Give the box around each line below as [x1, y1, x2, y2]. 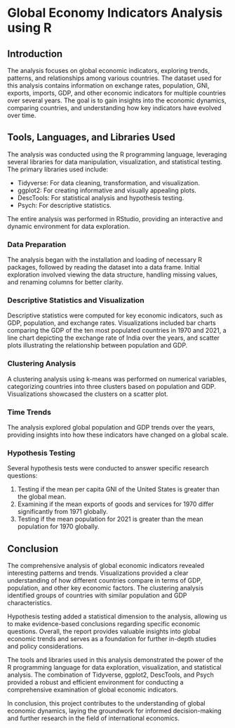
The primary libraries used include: [7, 165, 109, 173]
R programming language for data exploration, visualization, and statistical [7, 663, 222, 672]
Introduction [7, 48, 63, 60]
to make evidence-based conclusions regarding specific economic [7, 620, 201, 628]
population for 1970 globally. [17, 522, 100, 531]
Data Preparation [7, 239, 67, 249]
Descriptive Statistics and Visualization [7, 296, 145, 305]
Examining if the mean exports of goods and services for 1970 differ [17, 500, 214, 508]
